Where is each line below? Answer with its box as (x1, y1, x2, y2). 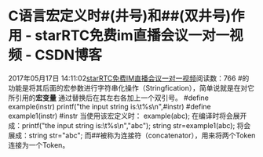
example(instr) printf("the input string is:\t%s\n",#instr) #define (8, 102, 211, 111)
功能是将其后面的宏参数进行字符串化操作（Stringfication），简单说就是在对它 (8, 83, 255, 92)
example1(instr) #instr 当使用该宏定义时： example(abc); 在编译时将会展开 (8, 111, 247, 120)
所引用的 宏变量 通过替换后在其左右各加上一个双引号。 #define (8, 93, 210, 102)
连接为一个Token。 (8, 140, 70, 149)
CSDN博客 (35, 46, 102, 64)
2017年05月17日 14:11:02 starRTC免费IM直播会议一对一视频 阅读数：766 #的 (8, 73, 250, 83)
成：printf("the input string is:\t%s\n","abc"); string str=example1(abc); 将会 (8, 120, 251, 130)
